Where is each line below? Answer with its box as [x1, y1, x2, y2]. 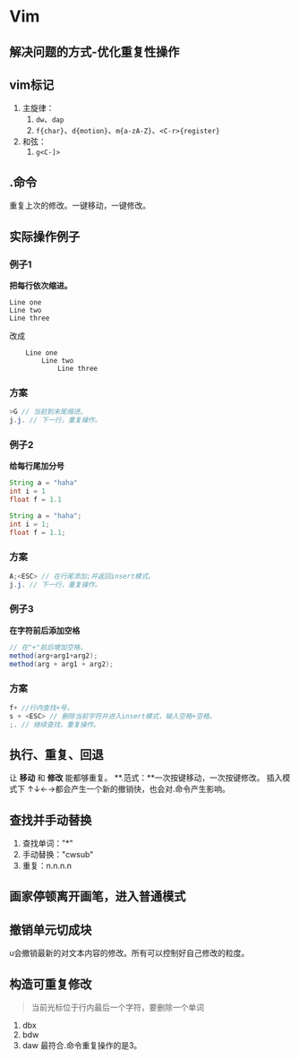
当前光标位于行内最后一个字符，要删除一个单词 [30, 1002, 204, 1013]
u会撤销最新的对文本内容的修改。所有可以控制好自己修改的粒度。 [9, 948, 250, 959]
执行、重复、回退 [9, 746, 104, 762]
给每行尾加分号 [9, 461, 64, 471]
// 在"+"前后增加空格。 [9, 642, 88, 651]
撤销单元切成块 [9, 922, 92, 937]
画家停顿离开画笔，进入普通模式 [9, 889, 186, 904]
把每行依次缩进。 [9, 280, 73, 290]
